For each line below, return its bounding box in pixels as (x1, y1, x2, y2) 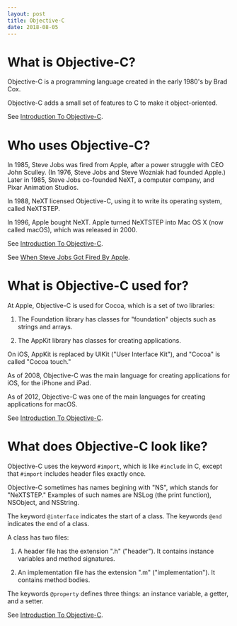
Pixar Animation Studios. (7, 183, 79, 192)
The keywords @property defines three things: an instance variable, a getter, (7, 589, 229, 598)
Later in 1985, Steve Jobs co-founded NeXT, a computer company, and (7, 176, 214, 184)
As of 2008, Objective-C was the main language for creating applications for (7, 371, 230, 380)
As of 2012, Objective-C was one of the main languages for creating (7, 392, 206, 401)
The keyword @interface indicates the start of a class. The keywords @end (7, 512, 222, 520)
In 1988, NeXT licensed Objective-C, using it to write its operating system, (7, 197, 223, 205)
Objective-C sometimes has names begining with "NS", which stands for (7, 483, 219, 492)
